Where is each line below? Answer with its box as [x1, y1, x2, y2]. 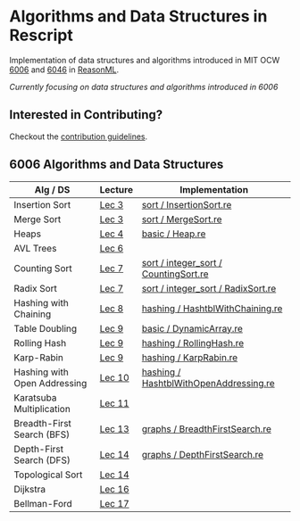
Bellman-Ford [13, 497, 73, 509]
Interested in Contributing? [9, 107, 163, 122]
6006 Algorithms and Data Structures [9, 157, 224, 172]
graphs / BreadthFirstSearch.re [141, 422, 272, 434]
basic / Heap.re [141, 227, 206, 240]
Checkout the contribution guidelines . [9, 131, 148, 142]
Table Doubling [13, 322, 78, 335]
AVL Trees [13, 242, 57, 254]
